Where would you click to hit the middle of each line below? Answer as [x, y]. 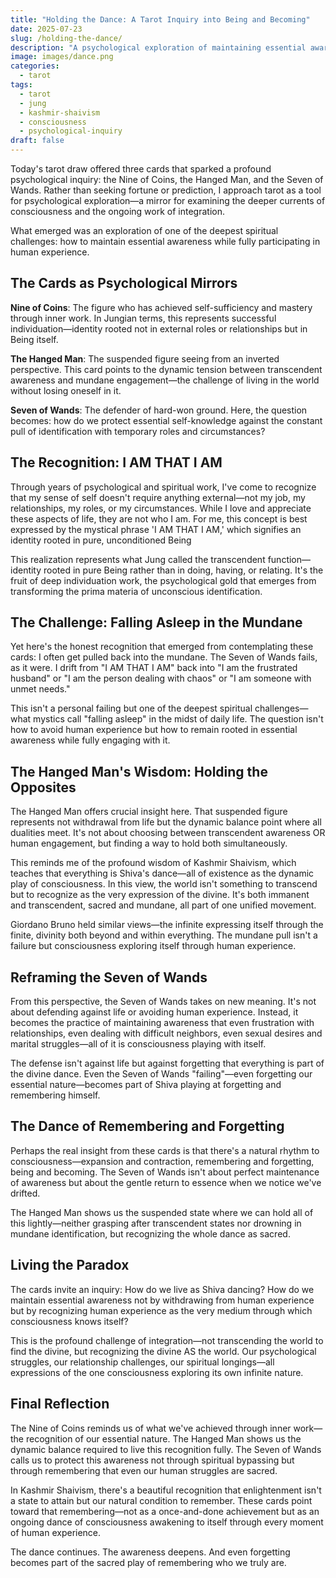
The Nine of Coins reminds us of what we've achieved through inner [151, 1428]
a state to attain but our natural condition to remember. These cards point [161, 1500]
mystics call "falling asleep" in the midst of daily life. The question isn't [178, 719]
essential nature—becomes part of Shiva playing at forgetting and [146, 1085]
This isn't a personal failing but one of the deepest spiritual [131, 708]
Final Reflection [60, 1404]
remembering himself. [55, 1095]
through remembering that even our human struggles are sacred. [144, 1470]
